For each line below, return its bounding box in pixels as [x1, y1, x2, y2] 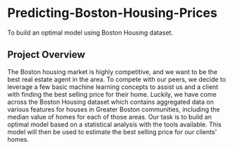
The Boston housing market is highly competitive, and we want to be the [7, 67, 217, 76]
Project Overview [7, 49, 85, 61]
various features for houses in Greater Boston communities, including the [7, 105, 220, 114]
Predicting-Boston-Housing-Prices [7, 5, 217, 21]
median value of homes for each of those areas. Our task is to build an [7, 112, 212, 121]
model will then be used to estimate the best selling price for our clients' [7, 127, 217, 136]
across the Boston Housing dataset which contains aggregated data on [7, 97, 214, 106]
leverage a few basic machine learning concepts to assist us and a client [7, 83, 219, 91]
